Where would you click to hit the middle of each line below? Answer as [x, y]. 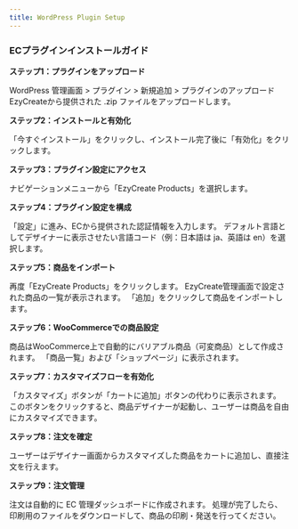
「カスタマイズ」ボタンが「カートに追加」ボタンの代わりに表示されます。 [145, 395]
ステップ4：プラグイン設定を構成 [70, 207]
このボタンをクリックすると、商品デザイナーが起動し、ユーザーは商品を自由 [149, 406]
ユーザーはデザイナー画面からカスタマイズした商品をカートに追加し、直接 [145, 455]
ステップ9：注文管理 [47, 485]
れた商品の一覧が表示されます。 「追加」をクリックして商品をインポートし [146, 297]
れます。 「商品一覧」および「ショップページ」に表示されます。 [126, 357]
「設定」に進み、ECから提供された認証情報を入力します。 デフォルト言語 [144, 226]
